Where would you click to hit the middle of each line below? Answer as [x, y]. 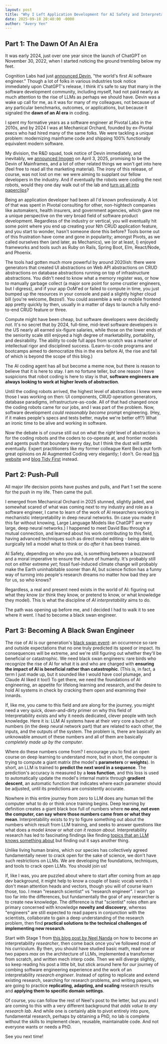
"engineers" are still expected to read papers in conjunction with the [75, 912]
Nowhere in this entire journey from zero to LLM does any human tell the [79, 798]
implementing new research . [35, 928]
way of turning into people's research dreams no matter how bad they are [81, 574]
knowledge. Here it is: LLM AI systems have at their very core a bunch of [80, 721]
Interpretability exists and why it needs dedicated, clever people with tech [81, 716]
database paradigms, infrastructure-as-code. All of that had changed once [82, 402]
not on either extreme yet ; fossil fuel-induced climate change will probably [81, 564]
